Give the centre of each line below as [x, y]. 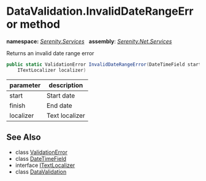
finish [17, 106]
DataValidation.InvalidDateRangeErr [100, 11]
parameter [25, 85]
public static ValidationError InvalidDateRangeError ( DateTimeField [96, 64]
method [40, 24]
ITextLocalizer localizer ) [52, 70]
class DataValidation [41, 171]
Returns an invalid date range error [50, 53]
